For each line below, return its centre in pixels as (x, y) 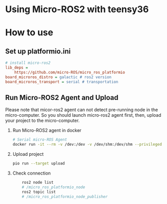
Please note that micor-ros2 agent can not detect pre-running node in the (82, 110)
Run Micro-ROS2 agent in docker (47, 130)
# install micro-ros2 (28, 63)
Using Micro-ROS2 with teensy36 (77, 9)
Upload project (28, 154)
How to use (29, 33)
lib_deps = (17, 68)
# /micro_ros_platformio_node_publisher (65, 196)
